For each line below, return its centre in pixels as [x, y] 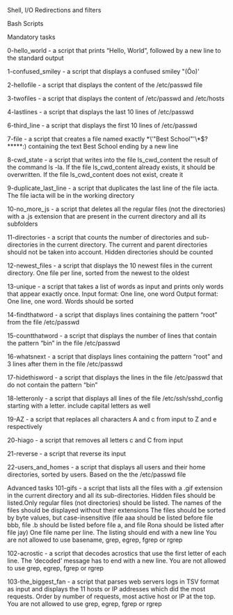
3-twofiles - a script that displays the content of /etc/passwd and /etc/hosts [116, 98]
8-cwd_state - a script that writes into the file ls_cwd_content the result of [113, 160]
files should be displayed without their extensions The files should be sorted [116, 510]
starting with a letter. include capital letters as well [79, 406]
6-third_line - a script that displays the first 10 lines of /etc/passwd [102, 125]
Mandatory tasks [31, 37]
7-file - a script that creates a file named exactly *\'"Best [88, 139]
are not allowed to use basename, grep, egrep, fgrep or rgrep [95, 540]
